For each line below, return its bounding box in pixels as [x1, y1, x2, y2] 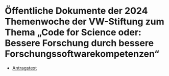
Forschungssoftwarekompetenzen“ [5, 48, 159, 60]
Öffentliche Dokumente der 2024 [5, 5, 148, 17]
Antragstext [12, 65, 37, 71]
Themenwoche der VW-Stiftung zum [5, 16, 164, 27]
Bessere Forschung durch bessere [5, 37, 154, 49]
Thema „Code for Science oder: [5, 27, 141, 38]
